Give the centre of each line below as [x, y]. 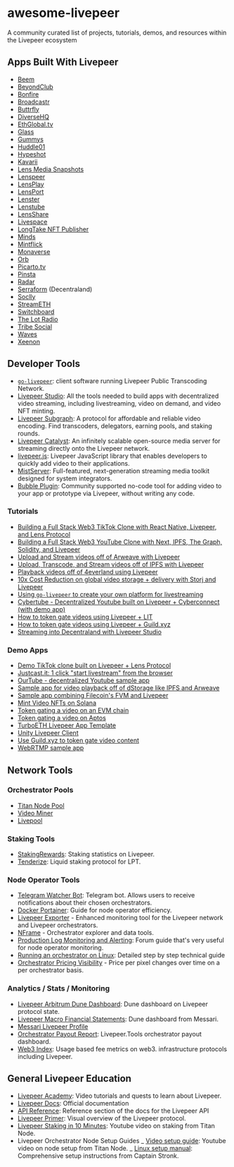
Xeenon [29, 341]
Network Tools [40, 770]
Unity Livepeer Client [48, 733]
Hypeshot [32, 154]
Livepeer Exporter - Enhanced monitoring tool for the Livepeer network [120, 918]
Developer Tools [44, 364]
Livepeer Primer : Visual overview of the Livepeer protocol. [102, 1118]
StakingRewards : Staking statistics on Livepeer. [86, 854]
